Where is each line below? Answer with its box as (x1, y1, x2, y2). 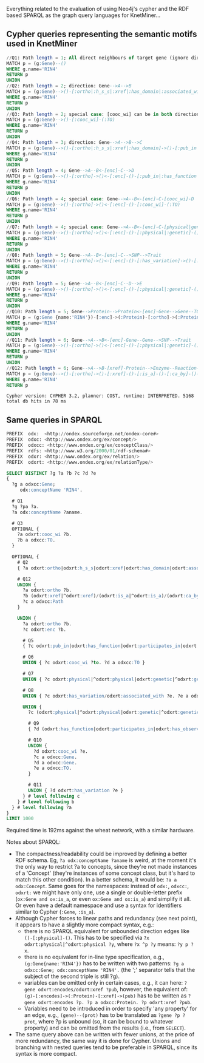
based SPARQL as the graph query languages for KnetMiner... (6, 12, 161, 19)
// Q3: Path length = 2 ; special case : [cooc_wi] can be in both (6, 111, 172, 117)
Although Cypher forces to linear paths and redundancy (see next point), (15, 915, 197, 922)
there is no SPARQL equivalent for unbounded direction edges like (24, 928, 190, 935)
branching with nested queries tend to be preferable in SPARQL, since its (15, 1044, 197, 1051)
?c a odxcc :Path (22, 599, 64, 605)
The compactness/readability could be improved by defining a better (15, 850, 188, 858)
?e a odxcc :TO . (33, 765, 72, 772)
